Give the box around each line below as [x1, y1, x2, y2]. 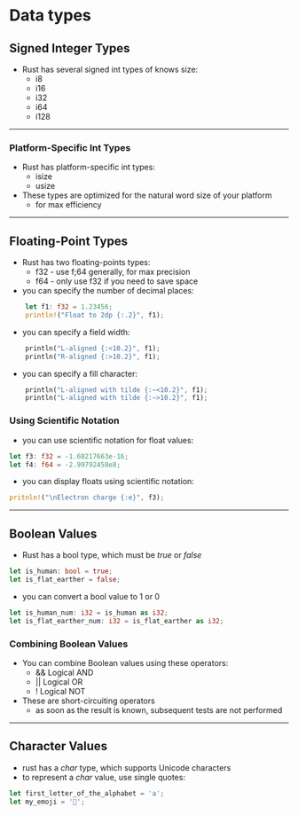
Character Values [9, 739, 108, 754]
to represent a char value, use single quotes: [21, 772, 186, 782]
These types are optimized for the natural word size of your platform [21, 190, 272, 200]
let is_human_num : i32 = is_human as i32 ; [9, 608, 169, 617]
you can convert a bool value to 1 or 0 [21, 591, 161, 601]
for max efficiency [35, 200, 102, 210]
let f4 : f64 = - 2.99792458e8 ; [9, 460, 122, 469]
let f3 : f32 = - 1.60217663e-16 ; [9, 451, 129, 461]
